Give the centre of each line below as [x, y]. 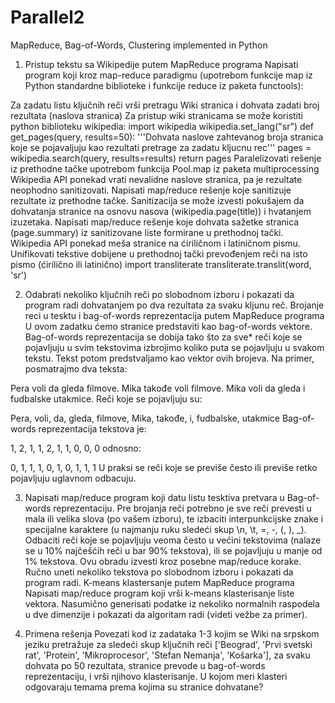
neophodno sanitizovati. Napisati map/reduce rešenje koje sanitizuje [151, 190]
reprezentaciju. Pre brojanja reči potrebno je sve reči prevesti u [182, 508]
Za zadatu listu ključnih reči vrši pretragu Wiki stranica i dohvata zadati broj [165, 105]
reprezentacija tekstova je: [92, 428]
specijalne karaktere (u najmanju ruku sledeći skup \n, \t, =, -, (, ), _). [165, 529]
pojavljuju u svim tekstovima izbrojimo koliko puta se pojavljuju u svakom [174, 347]
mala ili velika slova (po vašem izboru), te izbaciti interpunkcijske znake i [174, 518]
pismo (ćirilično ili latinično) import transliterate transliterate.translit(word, [161, 264]
